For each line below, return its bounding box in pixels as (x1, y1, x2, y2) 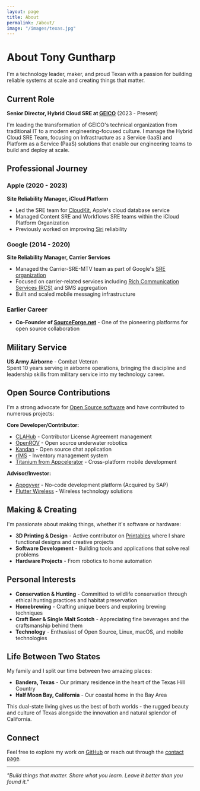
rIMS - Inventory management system (15, 452, 109, 459)
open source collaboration (15, 325, 80, 333)
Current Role (7, 94, 55, 104)
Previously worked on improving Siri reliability (15, 225, 127, 232)
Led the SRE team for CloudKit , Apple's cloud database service (15, 206, 170, 214)
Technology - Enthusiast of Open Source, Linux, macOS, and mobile (15, 628, 183, 635)
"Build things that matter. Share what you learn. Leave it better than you (7, 772, 183, 779)
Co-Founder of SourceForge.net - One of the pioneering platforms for (15, 319, 189, 326)
